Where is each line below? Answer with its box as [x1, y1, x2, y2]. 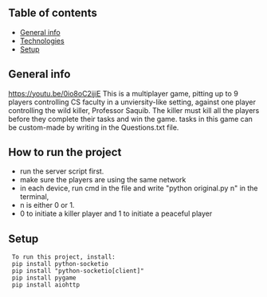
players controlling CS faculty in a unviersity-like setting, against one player [8, 97, 257, 107]
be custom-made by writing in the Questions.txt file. [8, 123, 179, 132]
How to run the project [8, 146, 122, 159]
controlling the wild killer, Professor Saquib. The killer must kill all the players [8, 105, 260, 115]
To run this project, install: [11, 253, 116, 261]
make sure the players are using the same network [19, 175, 187, 185]
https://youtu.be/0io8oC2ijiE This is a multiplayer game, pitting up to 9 [8, 88, 239, 98]
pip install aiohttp [11, 281, 80, 289]
